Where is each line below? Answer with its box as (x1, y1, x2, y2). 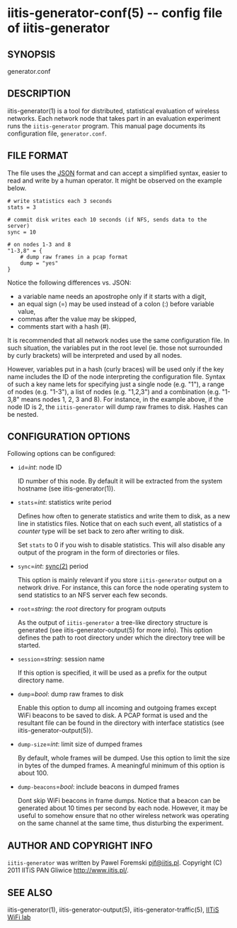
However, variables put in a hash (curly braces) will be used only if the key (7, 364, 224, 373)
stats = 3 (7, 204, 37, 211)
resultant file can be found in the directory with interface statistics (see (17, 719, 225, 727)
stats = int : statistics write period (17, 498, 112, 507)
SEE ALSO (7, 886, 53, 899)
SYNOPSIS (7, 48, 56, 60)
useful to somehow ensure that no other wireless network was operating (17, 812, 229, 820)
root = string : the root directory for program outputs (17, 605, 166, 613)
